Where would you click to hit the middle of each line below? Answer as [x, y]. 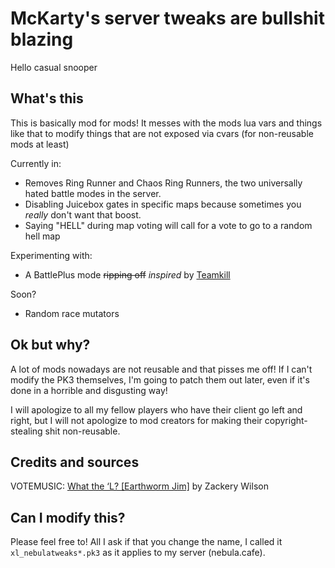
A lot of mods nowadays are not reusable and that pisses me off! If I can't [161, 369]
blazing [42, 39]
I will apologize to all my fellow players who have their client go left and [156, 409]
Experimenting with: [51, 255]
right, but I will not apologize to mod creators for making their [136, 420]
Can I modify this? [68, 517]
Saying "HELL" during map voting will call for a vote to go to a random [168, 225]
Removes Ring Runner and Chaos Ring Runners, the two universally [163, 183]
